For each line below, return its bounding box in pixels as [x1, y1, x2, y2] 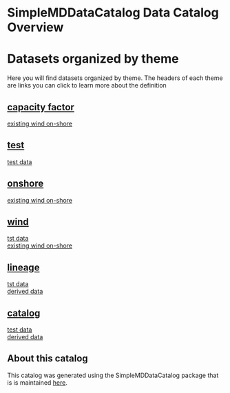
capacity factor [7, 101, 74, 113]
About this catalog [7, 353, 88, 365]
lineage [7, 261, 40, 273]
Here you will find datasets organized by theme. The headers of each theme [7, 74, 223, 82]
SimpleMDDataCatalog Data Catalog [7, 5, 219, 21]
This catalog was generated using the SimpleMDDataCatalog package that [7, 371, 219, 379]
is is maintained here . [7, 378, 67, 387]
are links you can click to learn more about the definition [7, 81, 167, 90]
